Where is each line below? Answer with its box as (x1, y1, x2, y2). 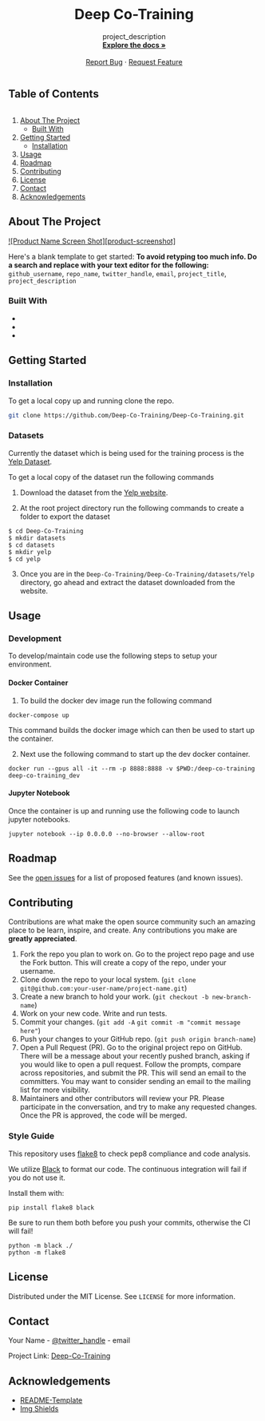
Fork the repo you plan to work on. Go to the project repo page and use (19, 949, 255, 959)
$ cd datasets (8, 540, 56, 549)
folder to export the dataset (19, 512, 110, 521)
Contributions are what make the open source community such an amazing (8, 917, 255, 927)
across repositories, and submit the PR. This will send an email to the (19, 1068, 247, 1078)
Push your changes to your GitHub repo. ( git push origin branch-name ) (19, 1035, 257, 1044)
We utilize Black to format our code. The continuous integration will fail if (8, 1164, 247, 1174)
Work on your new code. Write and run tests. (19, 1009, 168, 1019)
